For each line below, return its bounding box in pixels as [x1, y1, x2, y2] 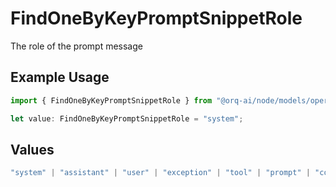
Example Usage [10, 69, 110, 86]
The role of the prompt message [10, 40, 143, 52]
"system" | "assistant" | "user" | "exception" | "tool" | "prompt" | [10, 168, 311, 178]
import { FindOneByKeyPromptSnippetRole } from [10, 95, 213, 106]
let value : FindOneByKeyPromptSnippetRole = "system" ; [10, 113, 244, 124]
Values [10, 141, 55, 158]
